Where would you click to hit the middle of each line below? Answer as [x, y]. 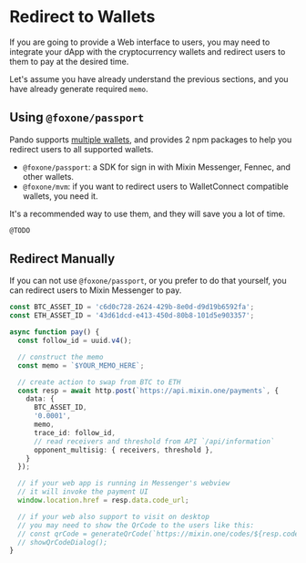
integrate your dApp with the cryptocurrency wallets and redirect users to [148, 51]
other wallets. [48, 176]
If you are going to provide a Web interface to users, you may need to [140, 42]
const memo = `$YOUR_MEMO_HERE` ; [81, 365]
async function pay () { [55, 332]
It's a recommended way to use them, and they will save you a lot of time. [148, 214]
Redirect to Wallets [82, 17]
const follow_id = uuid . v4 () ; [75, 341]
